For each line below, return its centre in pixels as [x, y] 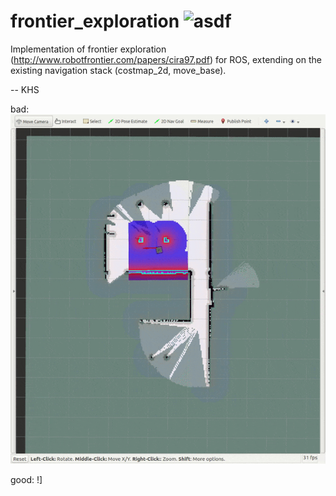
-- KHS [25, 89]
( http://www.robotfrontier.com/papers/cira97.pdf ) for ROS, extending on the [166, 59]
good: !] [26, 479]
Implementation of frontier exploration [88, 49]
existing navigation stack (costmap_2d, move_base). [118, 70]
